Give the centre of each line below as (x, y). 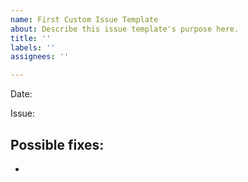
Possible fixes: (57, 144)
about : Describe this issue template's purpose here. (125, 29)
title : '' (31, 38)
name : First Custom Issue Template (84, 19)
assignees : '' (40, 57)
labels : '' (33, 47)
